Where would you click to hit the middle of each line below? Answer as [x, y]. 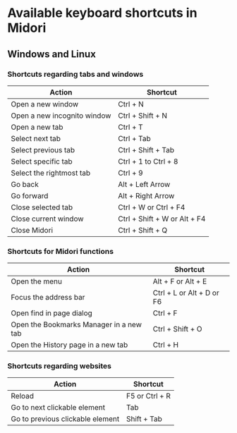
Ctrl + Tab [135, 138]
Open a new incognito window [61, 116]
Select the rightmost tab [51, 173]
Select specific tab [42, 161]
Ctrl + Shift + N [143, 116]
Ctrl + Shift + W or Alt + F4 [162, 219]
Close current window [47, 219]
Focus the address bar [48, 298]
